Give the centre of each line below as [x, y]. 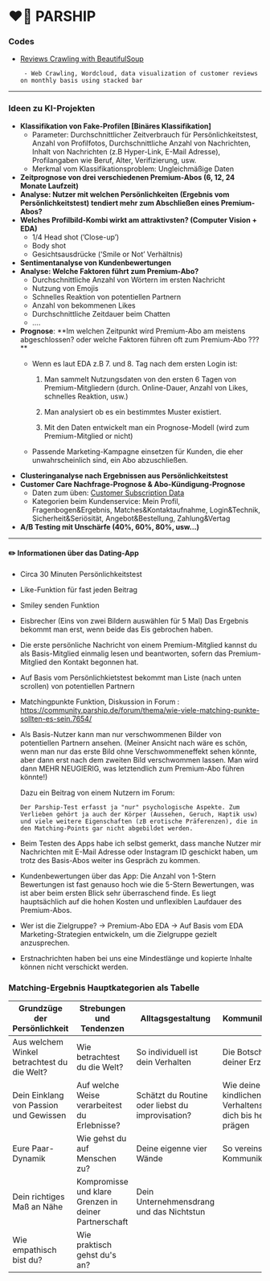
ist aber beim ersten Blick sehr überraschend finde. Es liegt [118, 893]
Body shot [49, 245]
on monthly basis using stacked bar [81, 81]
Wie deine [241, 1086]
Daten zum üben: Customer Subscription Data [108, 493]
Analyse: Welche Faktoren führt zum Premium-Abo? [109, 271]
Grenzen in [97, 1202]
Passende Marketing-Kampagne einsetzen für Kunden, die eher [137, 451]
